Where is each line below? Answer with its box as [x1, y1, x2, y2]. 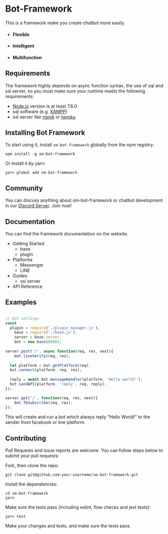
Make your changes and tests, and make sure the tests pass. [5, 523, 131, 529]
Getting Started [12, 240, 44, 247]
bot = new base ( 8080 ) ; [14, 339, 62, 345]
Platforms [12, 256, 33, 263]
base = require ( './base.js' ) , [14, 330, 78, 335]
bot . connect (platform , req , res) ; [10, 367, 82, 373]
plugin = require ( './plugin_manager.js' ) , [10, 325, 100, 330]
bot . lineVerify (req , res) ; [14, 353, 71, 359]
